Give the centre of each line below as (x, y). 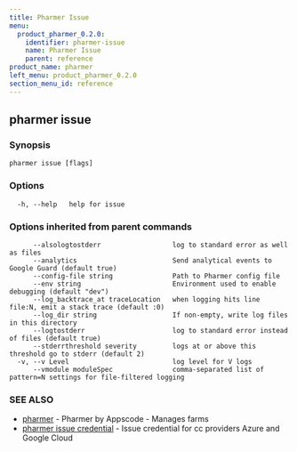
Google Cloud (47, 438)
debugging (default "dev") (59, 291)
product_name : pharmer (51, 68)
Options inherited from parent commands (101, 226)
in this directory (43, 323)
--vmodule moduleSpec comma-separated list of (148, 369)
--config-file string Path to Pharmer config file (156, 276)
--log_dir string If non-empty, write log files (161, 315)
